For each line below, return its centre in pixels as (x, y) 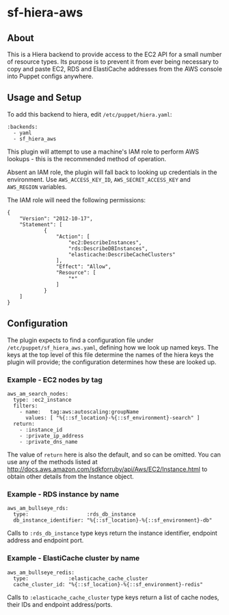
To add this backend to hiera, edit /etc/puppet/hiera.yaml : (90, 114)
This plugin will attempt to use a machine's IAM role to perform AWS (103, 152)
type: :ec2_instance (42, 400)
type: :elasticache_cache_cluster (81, 578)
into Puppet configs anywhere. (50, 76)
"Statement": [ (41, 224)
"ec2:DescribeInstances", (105, 242)
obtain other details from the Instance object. (71, 476)
